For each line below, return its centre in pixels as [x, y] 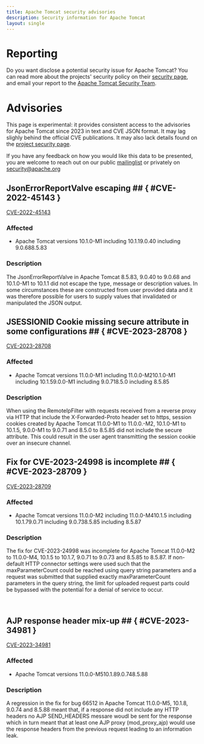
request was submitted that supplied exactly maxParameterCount [88, 577]
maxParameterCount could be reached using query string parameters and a [101, 570]
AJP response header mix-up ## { [72, 621]
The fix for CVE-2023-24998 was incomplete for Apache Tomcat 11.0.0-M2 [101, 551]
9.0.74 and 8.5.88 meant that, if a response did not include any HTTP [93, 709]
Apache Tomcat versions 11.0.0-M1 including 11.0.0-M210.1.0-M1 [95, 375]
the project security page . [39, 144]
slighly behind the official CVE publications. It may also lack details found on [102, 138]
